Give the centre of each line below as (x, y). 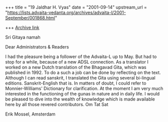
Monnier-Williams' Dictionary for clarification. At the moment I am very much (84, 88)
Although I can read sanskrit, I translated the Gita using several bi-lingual (80, 78)
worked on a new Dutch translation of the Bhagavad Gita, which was (76, 67)
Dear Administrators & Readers (37, 47)
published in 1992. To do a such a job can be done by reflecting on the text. (83, 72)
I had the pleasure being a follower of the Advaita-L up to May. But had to (81, 56)
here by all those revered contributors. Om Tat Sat (57, 104)
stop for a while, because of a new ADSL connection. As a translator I (77, 62)
